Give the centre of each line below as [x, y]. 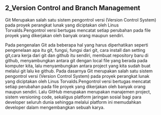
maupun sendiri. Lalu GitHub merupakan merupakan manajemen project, [78, 92]
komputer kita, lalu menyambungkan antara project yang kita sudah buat [78, 66]
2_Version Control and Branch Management [73, 8]
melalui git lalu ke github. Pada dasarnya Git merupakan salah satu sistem [79, 71]
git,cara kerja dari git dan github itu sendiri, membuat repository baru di [77, 55]
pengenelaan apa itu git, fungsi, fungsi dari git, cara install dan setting [75, 50]
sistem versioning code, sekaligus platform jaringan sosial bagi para [73, 97]
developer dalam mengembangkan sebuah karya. [55, 107]
